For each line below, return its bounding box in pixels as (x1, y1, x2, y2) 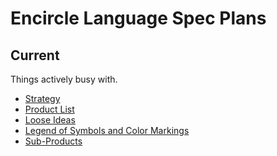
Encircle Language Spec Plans (10, 7, 267, 30)
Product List (24, 103, 75, 115)
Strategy (24, 93, 61, 104)
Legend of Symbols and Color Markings (24, 125, 190, 136)
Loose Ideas (24, 114, 76, 126)
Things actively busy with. (10, 73, 118, 85)
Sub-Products (24, 135, 83, 147)
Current (10, 47, 60, 64)
